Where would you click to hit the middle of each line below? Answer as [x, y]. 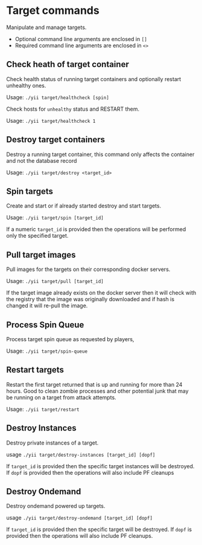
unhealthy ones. [26, 85]
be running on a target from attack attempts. [61, 397]
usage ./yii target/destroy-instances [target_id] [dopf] [81, 454]
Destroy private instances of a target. [52, 443]
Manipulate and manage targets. [46, 27]
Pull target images [41, 255]
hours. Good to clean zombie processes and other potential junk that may [97, 391]
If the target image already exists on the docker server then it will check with [101, 293]
